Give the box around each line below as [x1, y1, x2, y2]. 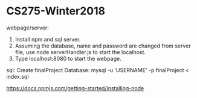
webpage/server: [6, 24, 50, 31]
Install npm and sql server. [15, 35, 81, 43]
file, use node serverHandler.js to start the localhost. [15, 48, 146, 55]
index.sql [6, 73, 29, 80]
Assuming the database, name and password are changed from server [15, 42, 192, 49]
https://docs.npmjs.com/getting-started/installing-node [6, 84, 144, 91]
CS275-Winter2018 [6, 4, 106, 18]
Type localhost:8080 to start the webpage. [15, 55, 122, 62]
